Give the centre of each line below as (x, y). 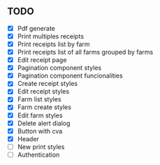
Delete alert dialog (44, 123)
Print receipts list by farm (53, 44)
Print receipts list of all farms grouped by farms (85, 52)
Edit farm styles (40, 115)
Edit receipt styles (43, 92)
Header (28, 138)
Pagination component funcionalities (70, 76)
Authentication (38, 155)
